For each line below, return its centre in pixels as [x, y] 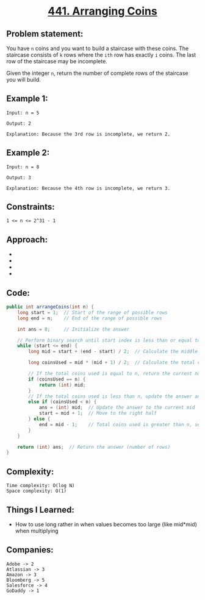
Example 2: [28, 153]
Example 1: [27, 99]
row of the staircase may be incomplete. [57, 61]
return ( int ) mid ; [62, 385]
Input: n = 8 [23, 167]
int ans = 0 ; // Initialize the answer [74, 329]
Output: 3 [19, 177]
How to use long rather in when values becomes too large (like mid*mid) [106, 524]
